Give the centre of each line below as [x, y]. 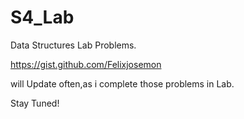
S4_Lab [42, 17]
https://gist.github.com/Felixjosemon [86, 64]
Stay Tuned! [35, 103]
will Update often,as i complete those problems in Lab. [122, 83]
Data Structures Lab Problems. [73, 45]
